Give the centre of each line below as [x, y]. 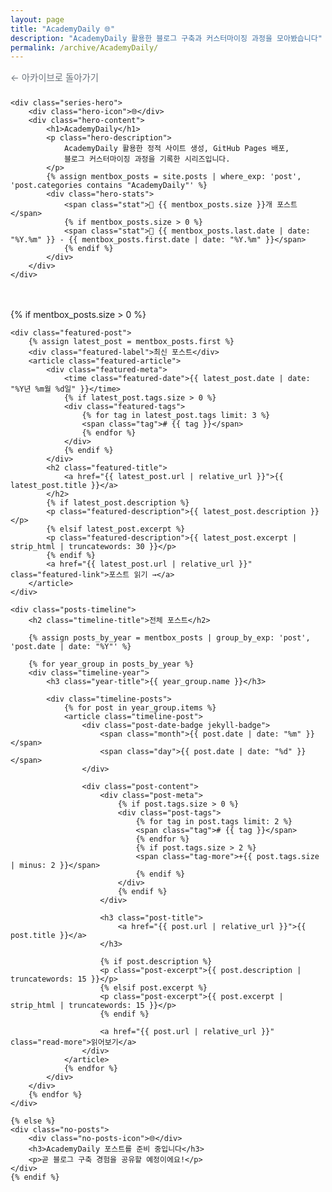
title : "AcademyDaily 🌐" [63, 29]
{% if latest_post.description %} [118, 503]
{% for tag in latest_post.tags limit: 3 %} [176, 416]
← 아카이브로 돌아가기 [54, 78]
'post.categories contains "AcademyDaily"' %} [109, 186]
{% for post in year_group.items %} [140, 708]
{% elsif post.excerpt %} [153, 988]
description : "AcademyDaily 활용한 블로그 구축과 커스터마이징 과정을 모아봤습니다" [166, 38]
